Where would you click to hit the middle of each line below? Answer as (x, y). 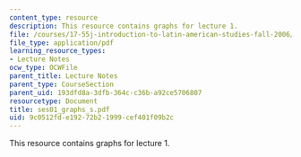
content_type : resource (54, 17)
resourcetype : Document (54, 101)
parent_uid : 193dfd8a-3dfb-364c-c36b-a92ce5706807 (106, 92)
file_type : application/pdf (62, 43)
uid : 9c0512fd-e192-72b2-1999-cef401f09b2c (92, 118)
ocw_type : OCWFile (43, 68)
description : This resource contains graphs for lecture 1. (124, 26)
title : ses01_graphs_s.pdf (60, 109)
